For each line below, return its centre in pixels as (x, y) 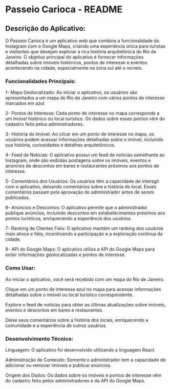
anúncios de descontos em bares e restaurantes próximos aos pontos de (82, 166)
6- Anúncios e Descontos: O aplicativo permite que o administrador (76, 208)
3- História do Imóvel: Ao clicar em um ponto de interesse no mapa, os (80, 134)
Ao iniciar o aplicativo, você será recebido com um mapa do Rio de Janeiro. (85, 279)
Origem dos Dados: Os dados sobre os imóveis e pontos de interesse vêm (83, 375)
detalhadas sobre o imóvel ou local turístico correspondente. (69, 295)
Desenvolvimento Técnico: (39, 339)
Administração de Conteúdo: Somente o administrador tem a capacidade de (85, 360)
